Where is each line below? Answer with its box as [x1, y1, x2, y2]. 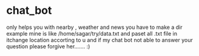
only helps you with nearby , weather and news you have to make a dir [6, 23, 183, 31]
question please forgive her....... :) [6, 43, 90, 50]
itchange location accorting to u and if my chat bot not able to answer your [6, 36, 193, 43]
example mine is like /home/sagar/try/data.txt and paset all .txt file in [6, 30, 178, 37]
